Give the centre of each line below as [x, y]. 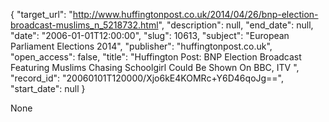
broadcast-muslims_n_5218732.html [84, 25]
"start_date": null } [48, 88]
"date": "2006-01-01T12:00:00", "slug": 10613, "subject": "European [150, 35]
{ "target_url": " [41, 14]
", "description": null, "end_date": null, [236, 25]
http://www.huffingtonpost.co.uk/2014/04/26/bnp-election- [195, 14]
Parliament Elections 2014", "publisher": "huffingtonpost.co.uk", [141, 46]
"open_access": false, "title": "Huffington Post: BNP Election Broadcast [156, 57]
